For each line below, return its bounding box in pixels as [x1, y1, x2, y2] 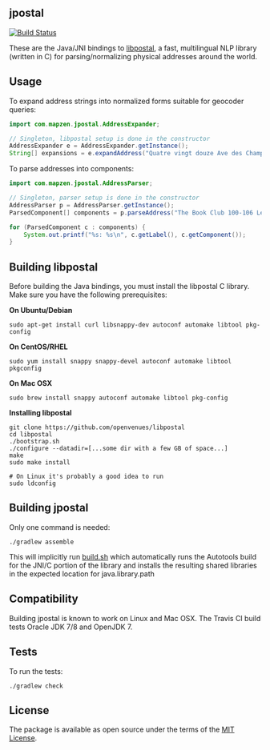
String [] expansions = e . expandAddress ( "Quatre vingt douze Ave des [9, 150, 243, 158]
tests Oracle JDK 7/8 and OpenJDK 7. [9, 622, 133, 632]
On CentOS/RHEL [9, 342, 68, 351]
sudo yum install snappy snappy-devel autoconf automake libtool [9, 358, 232, 366]
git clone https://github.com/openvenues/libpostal [9, 423, 185, 431]
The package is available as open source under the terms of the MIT [9, 724, 235, 735]
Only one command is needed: [9, 522, 111, 531]
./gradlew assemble [9, 538, 75, 546]
